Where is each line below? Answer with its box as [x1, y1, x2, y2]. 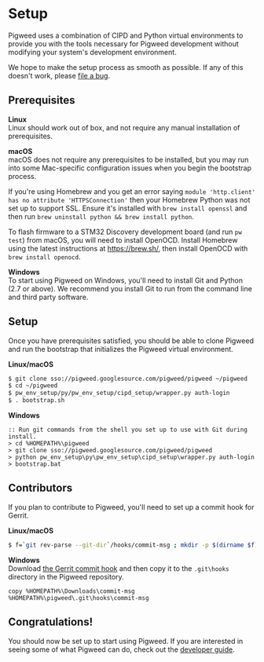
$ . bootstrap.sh [8, 397, 65, 404]
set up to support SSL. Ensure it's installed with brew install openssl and [8, 203, 247, 213]
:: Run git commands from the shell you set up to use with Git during [8, 426, 247, 434]
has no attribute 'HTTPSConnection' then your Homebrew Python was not [8, 195, 251, 204]
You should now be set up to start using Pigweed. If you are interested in [8, 636, 244, 646]
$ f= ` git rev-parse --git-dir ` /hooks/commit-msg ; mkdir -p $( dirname [8, 541, 244, 549]
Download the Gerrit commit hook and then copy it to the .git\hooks [8, 563, 229, 573]
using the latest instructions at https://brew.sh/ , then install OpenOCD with [8, 243, 248, 253]
